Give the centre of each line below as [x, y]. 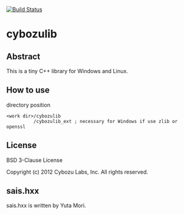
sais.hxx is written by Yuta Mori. [46, 206]
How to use [28, 90]
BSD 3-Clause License [34, 160]
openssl [16, 127]
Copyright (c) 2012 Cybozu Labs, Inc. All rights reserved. [77, 172]
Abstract [23, 56]
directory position [28, 105]
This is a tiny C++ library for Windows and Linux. [67, 71]
